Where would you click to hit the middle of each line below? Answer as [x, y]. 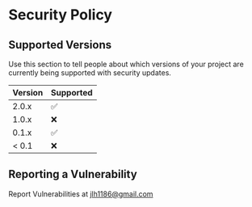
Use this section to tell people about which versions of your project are [126, 64]
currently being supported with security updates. [90, 73]
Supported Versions [60, 45]
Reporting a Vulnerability [73, 174]
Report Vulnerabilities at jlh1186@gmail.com [81, 194]
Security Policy [61, 15]
